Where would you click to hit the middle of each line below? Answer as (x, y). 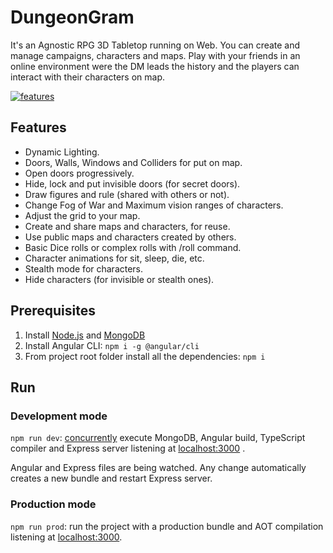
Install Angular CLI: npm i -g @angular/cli (112, 345)
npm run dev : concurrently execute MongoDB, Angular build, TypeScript (158, 438)
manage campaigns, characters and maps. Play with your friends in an (155, 55)
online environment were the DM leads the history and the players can (155, 66)
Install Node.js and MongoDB (85, 335)
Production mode (53, 504)
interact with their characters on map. (87, 77)
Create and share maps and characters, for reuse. (127, 226)
